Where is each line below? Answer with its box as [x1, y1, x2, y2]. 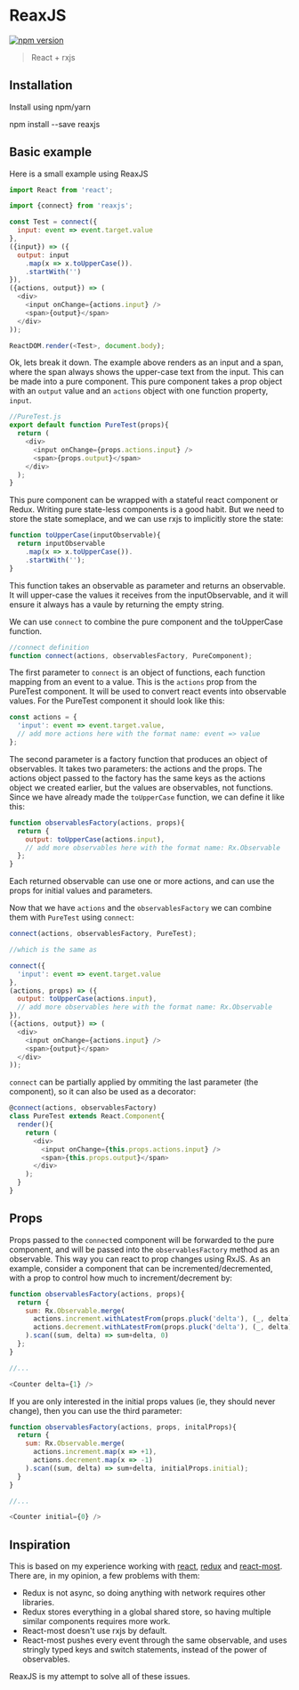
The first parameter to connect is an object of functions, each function [9, 667, 265, 678]
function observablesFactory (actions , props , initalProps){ [9, 1422, 238, 1432]
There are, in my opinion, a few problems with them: [9, 1571, 200, 1581]
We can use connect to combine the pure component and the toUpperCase [9, 616, 283, 627]
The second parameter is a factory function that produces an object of [9, 753, 269, 764]
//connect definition [9, 643, 90, 652]
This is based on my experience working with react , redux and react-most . [9, 1561, 283, 1572]
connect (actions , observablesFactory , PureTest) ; [9, 930, 198, 938]
